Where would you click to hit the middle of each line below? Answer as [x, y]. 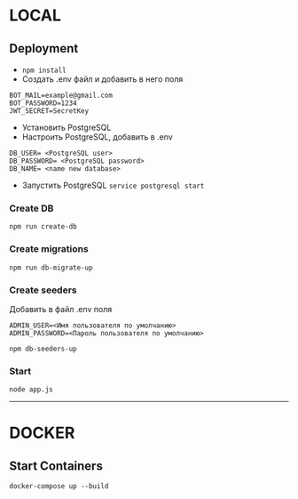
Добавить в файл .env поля [61, 309]
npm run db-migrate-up [51, 268]
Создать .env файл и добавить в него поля [102, 79]
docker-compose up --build [59, 487]
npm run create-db [43, 227]
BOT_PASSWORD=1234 [43, 103]
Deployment [44, 48]
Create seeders [43, 290]
